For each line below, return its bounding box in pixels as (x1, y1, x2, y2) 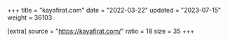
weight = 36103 (7, 13, 53, 22)
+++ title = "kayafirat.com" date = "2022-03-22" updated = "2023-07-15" (7, 6, 222, 14)
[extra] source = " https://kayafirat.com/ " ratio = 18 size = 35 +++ (7, 27, 195, 35)
